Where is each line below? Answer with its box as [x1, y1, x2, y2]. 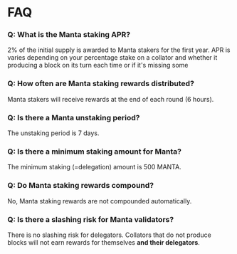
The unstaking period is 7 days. [7, 129, 100, 137]
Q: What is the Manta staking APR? [7, 30, 131, 40]
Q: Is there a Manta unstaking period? [7, 112, 140, 122]
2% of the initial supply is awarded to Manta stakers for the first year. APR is [7, 46, 231, 54]
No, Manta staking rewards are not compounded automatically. [7, 196, 192, 205]
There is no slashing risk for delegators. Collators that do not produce [7, 231, 211, 239]
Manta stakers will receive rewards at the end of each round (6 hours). [7, 95, 214, 103]
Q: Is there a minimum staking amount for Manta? [7, 147, 181, 157]
